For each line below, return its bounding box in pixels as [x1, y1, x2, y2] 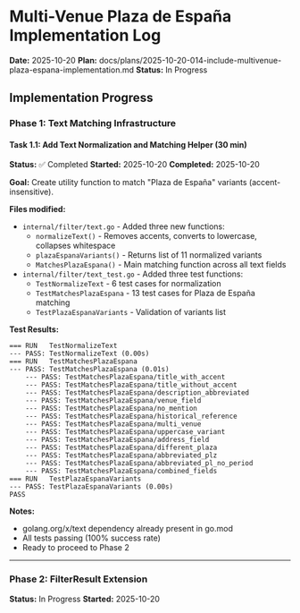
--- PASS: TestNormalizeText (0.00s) [9, 349, 150, 359]
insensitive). [9, 186, 54, 198]
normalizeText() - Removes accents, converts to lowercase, [35, 231, 257, 242]
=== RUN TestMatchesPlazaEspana [9, 357, 138, 366]
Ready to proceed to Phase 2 [21, 542, 129, 553]
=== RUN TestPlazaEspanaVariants [9, 474, 142, 484]
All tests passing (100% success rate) [21, 532, 161, 543]
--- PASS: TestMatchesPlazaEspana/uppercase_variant [25, 428, 226, 437]
